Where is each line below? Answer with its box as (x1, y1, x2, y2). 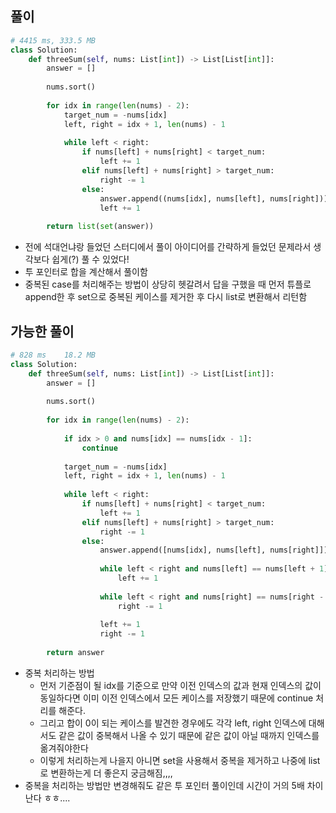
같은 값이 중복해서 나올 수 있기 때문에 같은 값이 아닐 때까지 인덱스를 (58, 729, 320, 741)
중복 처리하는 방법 (24, 667, 95, 679)
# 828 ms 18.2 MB (10, 350, 97, 360)
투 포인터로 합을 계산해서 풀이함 (24, 266, 148, 278)
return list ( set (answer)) (46, 222, 155, 232)
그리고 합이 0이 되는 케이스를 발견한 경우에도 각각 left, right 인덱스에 (39, 717, 307, 729)
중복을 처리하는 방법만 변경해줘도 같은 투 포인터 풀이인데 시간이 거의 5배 (24, 779, 305, 791)
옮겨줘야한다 (39, 742, 89, 754)
